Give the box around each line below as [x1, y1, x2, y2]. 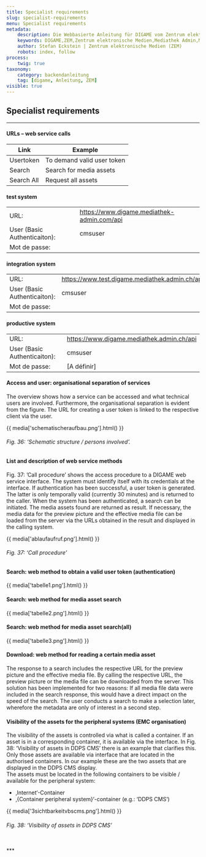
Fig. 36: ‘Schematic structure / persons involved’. [6, 438, 131, 445]
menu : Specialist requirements [6, 20, 86, 26]
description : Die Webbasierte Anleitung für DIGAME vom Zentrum [17, 32, 185, 38]
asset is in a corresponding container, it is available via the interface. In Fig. [6, 738, 196, 745]
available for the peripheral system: [6, 777, 96, 785]
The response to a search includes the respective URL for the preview [6, 665, 183, 672]
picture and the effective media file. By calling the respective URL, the [6, 671, 183, 678]
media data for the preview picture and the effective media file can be [6, 510, 183, 517]
